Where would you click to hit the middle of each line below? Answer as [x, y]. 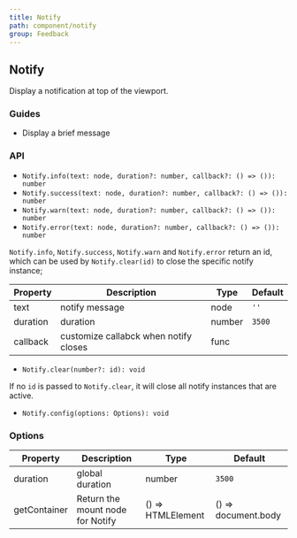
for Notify [96, 521]
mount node [102, 510]
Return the [99, 499]
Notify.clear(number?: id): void [84, 369]
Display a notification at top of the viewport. [89, 91]
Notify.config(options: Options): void [95, 413]
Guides [25, 114]
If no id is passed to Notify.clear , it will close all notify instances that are [143, 386]
